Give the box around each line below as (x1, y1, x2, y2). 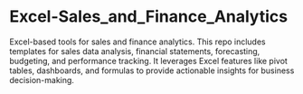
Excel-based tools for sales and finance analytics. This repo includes (9, 36, 266, 47)
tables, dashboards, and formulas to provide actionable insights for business (9, 65, 295, 76)
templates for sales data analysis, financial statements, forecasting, (9, 45, 260, 56)
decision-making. (9, 74, 75, 85)
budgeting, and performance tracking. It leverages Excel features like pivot (9, 55, 288, 66)
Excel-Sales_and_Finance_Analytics (9, 6, 288, 27)
